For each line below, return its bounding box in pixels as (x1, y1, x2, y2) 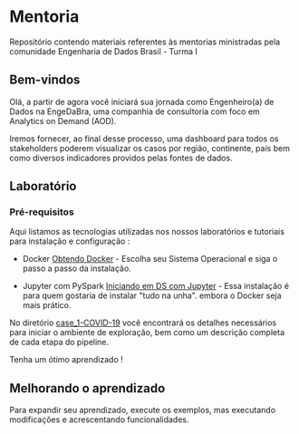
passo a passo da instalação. (22, 263, 131, 274)
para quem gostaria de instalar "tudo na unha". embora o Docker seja (22, 290, 283, 301)
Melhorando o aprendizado (9, 381, 166, 396)
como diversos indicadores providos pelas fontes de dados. (9, 152, 233, 163)
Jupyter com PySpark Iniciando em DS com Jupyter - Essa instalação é (22, 281, 290, 292)
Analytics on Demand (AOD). (9, 115, 117, 126)
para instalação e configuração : (9, 236, 130, 246)
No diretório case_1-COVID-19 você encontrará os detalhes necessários (9, 317, 277, 328)
